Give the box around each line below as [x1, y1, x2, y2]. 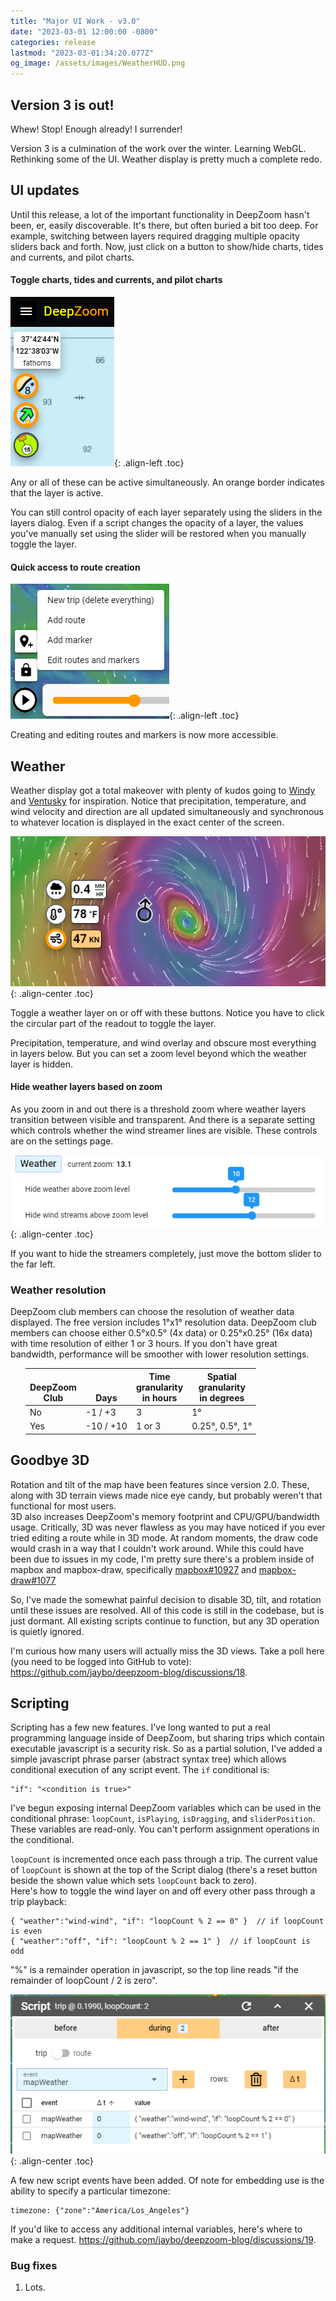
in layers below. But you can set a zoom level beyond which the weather [10, 1047, 307, 1059]
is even [10, 1926, 43, 1937]
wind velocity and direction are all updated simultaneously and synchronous [10, 805, 324, 817]
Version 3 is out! [10, 96, 115, 114]
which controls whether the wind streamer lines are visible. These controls [10, 1124, 318, 1136]
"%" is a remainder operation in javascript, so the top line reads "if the [10, 1964, 299, 1976]
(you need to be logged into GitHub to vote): [10, 1655, 192, 1667]
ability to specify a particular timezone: [10, 2185, 171, 2197]
